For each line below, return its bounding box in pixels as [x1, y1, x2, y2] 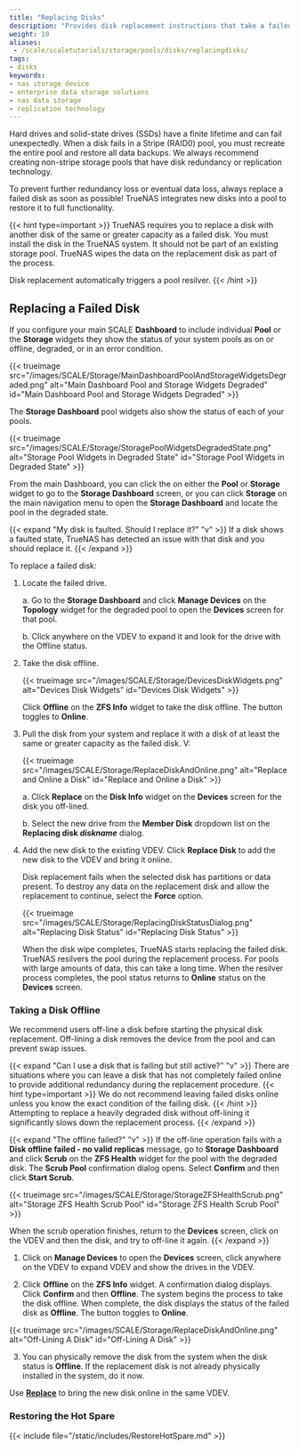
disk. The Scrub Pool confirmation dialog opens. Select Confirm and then [9, 1163, 280, 1174]
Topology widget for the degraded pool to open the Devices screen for [21, 605, 285, 615]
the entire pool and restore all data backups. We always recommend [9, 148, 260, 159]
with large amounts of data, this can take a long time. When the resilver [21, 963, 284, 973]
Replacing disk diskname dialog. [21, 827, 145, 838]
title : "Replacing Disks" [9, 12, 105, 22]
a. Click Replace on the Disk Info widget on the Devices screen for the [21, 792, 282, 802]
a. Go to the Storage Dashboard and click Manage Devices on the [21, 595, 267, 606]
